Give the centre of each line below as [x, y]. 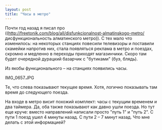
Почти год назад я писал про [35, 28]
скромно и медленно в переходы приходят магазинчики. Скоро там [76, 53]
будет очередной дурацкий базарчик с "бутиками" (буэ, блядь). [71, 59]
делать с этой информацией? [35, 122]
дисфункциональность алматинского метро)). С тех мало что [69, 38]
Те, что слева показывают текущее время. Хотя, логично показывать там [81, 87]
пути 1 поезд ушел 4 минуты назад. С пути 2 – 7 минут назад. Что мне [77, 117]
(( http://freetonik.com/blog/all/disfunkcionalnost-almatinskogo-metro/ [75, 33]
